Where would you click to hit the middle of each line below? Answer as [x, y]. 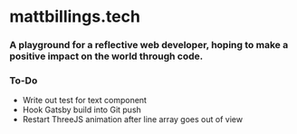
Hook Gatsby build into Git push [82, 110]
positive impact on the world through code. [106, 56]
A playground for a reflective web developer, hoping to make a [149, 45]
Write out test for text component [85, 100]
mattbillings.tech [75, 17]
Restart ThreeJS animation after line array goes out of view [132, 120]
